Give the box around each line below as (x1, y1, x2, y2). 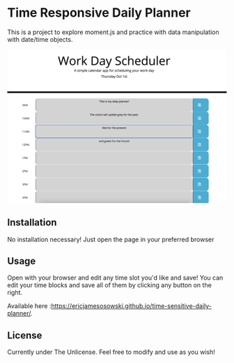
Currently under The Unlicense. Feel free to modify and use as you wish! (7, 348, 216, 356)
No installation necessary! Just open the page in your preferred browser (7, 235, 214, 243)
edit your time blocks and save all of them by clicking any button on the (7, 281, 212, 289)
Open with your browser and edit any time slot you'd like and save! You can (7, 273, 224, 282)
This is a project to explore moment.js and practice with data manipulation (7, 28, 219, 36)
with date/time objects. (7, 35, 73, 43)
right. (7, 289, 23, 297)
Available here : (7, 302, 52, 310)
